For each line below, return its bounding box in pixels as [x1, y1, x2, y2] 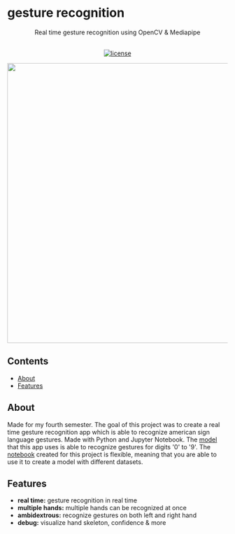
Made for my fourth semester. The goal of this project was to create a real [7, 420, 220, 428]
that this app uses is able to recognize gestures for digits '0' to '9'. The [7, 442, 211, 451]
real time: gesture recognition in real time [17, 496, 138, 505]
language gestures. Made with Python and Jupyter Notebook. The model [7, 435, 218, 444]
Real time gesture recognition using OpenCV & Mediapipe [34, 28, 201, 36]
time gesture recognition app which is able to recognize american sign [7, 428, 210, 436]
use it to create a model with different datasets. [7, 457, 143, 466]
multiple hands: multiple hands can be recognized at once [17, 504, 187, 512]
